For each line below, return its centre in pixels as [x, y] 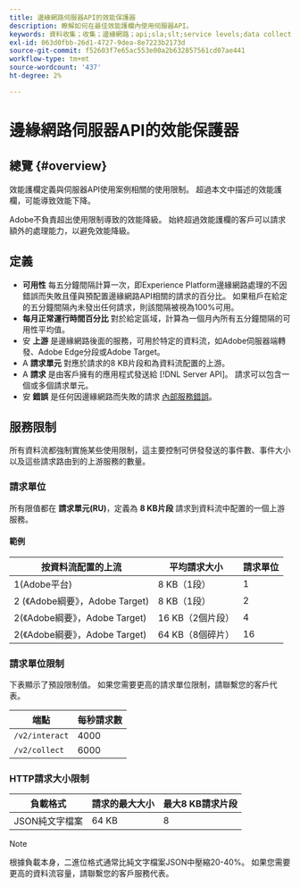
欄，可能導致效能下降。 [52, 200]
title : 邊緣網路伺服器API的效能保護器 [73, 17]
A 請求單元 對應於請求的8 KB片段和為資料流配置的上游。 [126, 363]
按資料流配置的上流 [82, 566]
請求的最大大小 [123, 804]
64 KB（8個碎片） [196, 634]
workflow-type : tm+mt [50, 59]
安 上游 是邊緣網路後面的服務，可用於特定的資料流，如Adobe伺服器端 [150, 340]
